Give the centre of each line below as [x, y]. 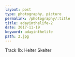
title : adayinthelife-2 [29, 23]
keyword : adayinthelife [29, 32]
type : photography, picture [33, 14]
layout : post [18, 9]
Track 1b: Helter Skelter [28, 50]
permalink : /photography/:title [37, 18]
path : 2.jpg [17, 37]
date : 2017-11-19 [22, 28]
